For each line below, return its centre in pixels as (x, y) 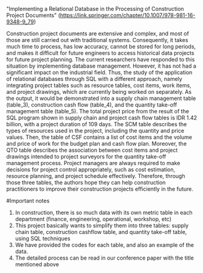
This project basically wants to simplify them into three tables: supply (102, 225)
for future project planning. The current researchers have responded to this (101, 59)
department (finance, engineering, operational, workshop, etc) (93, 219)
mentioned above (37, 264)
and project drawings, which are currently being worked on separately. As (99, 92)
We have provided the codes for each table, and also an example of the (105, 245)
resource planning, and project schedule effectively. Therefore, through (96, 176)
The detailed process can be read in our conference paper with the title (105, 258)
